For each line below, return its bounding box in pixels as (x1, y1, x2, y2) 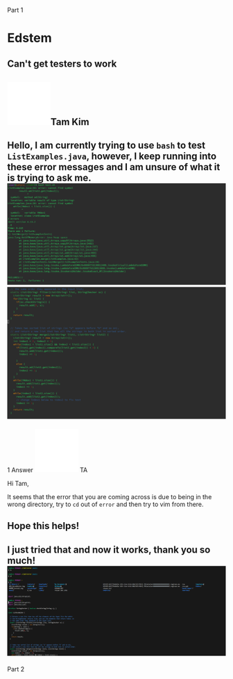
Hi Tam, (7, 479, 29, 487)
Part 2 (7, 665, 25, 673)
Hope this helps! (7, 520, 80, 532)
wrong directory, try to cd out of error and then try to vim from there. (7, 500, 204, 508)
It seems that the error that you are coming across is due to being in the (7, 492, 212, 501)
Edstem (7, 31, 52, 46)
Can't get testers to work (7, 58, 117, 69)
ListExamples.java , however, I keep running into (7, 151, 217, 162)
